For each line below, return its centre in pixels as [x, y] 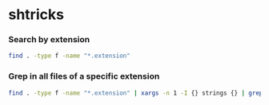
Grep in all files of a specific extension [84, 76]
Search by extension [49, 40]
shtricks [36, 15]
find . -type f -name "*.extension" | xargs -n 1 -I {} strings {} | [127, 93]
